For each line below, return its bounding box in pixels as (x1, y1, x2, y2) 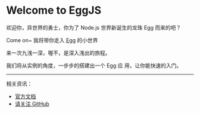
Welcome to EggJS (6, 4, 102, 17)
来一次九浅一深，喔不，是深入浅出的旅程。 (6, 49, 111, 56)
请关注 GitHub (14, 100, 49, 107)
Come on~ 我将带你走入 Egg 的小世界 (6, 36, 98, 43)
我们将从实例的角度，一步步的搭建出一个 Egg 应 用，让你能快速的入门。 (6, 62, 182, 69)
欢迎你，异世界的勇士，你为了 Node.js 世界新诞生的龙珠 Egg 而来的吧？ (6, 24, 182, 31)
